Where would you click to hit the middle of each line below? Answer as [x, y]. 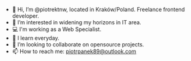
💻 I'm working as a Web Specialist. [57, 29]
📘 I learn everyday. [36, 38]
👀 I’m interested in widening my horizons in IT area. [77, 22]
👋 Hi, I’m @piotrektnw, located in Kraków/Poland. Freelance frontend [99, 9]
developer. [25, 16]
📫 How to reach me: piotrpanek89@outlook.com [74, 51]
